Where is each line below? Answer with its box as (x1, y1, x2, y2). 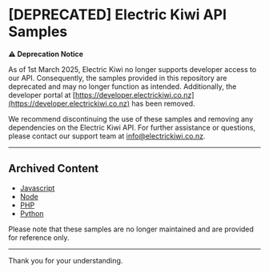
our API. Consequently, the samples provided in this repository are (8, 73, 227, 82)
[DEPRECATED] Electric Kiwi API (8, 6, 227, 24)
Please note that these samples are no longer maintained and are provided (8, 224, 255, 234)
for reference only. (8, 232, 70, 242)
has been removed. (131, 98, 195, 108)
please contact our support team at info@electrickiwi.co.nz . (8, 130, 206, 141)
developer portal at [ (8, 90, 76, 99)
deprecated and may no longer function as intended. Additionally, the (8, 82, 237, 91)
